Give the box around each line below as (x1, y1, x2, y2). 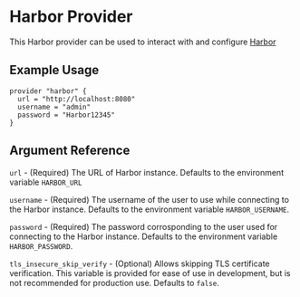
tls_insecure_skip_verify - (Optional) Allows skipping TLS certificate (9, 258, 270, 269)
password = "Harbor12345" (17, 110, 116, 120)
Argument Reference (9, 143, 131, 158)
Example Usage (9, 62, 100, 78)
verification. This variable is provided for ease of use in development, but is (9, 267, 291, 278)
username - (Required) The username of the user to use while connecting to (9, 194, 290, 205)
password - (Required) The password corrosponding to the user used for (9, 221, 278, 232)
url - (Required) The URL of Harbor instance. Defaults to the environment (9, 167, 284, 177)
